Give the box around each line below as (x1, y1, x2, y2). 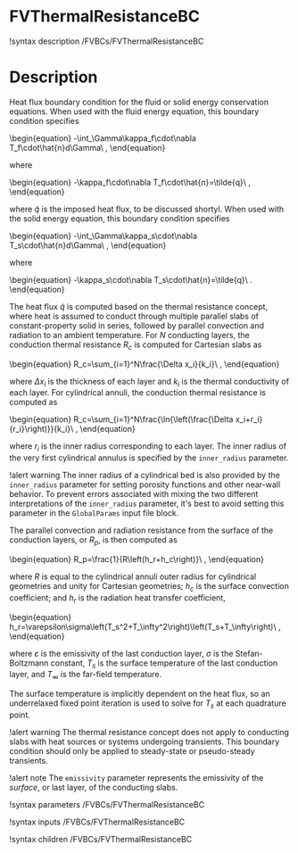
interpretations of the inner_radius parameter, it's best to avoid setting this (9, 498, 285, 509)
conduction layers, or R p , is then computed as (9, 534, 178, 548)
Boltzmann (9, 658, 49, 668)
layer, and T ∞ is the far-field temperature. (9, 669, 162, 682)
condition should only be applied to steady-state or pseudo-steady (9, 746, 256, 757)
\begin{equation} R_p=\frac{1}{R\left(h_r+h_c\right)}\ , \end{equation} (9, 554, 265, 565)
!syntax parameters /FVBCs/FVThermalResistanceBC (9, 799, 205, 810)
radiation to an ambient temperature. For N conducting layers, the (9, 329, 250, 340)
